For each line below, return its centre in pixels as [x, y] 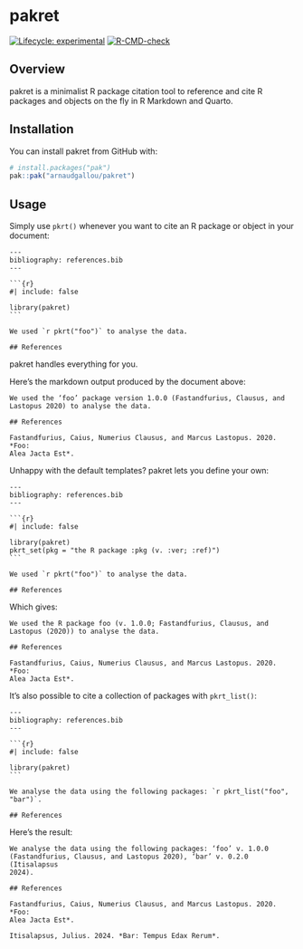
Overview [38, 69]
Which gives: [33, 607]
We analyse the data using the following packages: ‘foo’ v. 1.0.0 [139, 849]
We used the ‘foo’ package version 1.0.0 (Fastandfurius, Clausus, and [147, 398]
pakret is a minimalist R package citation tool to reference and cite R [136, 91]
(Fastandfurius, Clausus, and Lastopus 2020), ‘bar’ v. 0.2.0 [129, 857]
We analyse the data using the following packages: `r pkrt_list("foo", [149, 792]
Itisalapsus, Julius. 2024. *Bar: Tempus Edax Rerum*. [115, 936]
